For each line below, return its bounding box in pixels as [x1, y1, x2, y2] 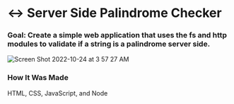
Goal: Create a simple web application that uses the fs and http [7, 30, 228, 40]
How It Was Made [7, 73, 69, 83]
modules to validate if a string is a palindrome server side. [7, 39, 211, 49]
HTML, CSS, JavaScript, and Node [7, 88, 108, 97]
